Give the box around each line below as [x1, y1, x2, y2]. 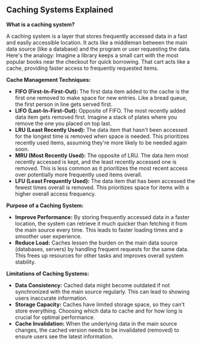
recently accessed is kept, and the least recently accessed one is [14, 158, 177, 165]
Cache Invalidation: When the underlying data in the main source [14, 320, 178, 327]
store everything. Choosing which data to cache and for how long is [14, 307, 183, 314]
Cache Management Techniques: [6, 76, 91, 83]
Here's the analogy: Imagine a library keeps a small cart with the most [6, 51, 179, 59]
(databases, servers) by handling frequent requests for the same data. [14, 245, 189, 252]
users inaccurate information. [14, 294, 88, 302]
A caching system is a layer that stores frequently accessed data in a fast [6, 33, 188, 40]
